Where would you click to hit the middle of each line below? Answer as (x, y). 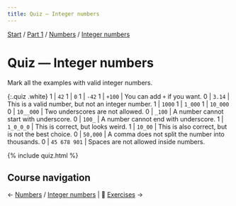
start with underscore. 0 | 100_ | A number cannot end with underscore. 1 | (116, 119)
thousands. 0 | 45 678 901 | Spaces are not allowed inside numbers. (106, 141)
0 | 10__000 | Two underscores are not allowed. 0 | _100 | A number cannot (116, 112)
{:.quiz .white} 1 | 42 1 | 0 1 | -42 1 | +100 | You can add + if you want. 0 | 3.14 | (119, 96)
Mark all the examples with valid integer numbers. (80, 82)
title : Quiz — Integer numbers (54, 14)
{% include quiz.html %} (43, 155)
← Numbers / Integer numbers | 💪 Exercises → (75, 195)
